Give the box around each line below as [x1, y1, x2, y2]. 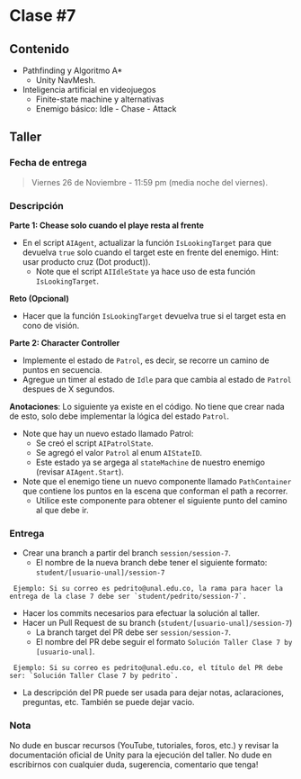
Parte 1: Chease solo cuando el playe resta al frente [9, 220, 205, 231]
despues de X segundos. [22, 384, 115, 394]
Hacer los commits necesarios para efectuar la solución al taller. [22, 608, 261, 619]
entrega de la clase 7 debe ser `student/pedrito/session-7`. [9, 592, 247, 602]
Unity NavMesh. [35, 75, 96, 86]
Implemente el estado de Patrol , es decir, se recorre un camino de [22, 355, 270, 366]
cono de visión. [22, 320, 80, 331]
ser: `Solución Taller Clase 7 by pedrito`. [9, 672, 179, 681]
